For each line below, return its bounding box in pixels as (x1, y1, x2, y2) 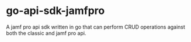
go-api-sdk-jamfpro (6, 4, 105, 17)
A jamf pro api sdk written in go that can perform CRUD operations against (6, 23, 186, 30)
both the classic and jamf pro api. (6, 29, 86, 36)
